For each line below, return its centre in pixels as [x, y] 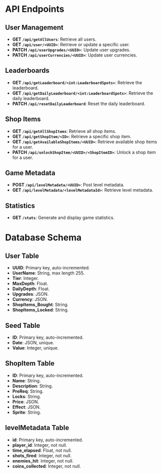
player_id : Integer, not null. [40, 445]
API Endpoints [35, 9]
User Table [22, 256]
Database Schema [43, 237]
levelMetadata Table [37, 428]
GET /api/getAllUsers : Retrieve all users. [54, 39]
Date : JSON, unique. [33, 343]
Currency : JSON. [30, 299]
